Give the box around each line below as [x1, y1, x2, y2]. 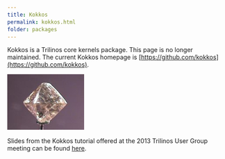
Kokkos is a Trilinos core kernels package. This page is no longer [7, 46, 193, 54]
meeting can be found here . [7, 144, 87, 153]
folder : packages [7, 26, 58, 33]
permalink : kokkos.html [7, 18, 76, 26]
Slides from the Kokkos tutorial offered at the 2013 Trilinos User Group [7, 137, 208, 145]
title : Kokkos [7, 11, 49, 18]
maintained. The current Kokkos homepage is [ [7, 53, 142, 62]
